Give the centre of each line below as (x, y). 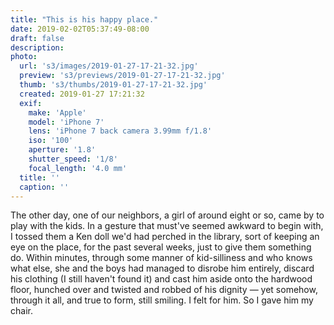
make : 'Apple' (57, 112)
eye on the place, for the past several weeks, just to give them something (161, 247)
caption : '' (44, 187)
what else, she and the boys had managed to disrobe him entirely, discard (162, 268)
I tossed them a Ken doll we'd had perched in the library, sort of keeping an (165, 237)
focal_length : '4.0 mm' (78, 168)
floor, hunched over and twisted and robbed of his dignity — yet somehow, (164, 290)
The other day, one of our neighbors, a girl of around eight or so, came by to (167, 215)
